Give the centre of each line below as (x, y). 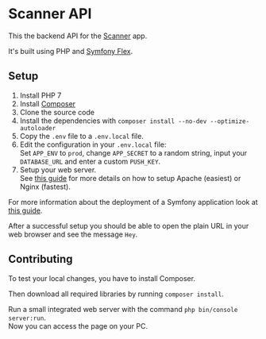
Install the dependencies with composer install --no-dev (113, 121)
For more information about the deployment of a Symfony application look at (133, 202)
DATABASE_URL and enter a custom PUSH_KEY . (90, 161)
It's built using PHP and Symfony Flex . (71, 51)
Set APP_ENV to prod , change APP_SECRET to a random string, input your (133, 152)
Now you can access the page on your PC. (78, 326)
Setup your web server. (58, 169)
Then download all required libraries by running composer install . (116, 294)
